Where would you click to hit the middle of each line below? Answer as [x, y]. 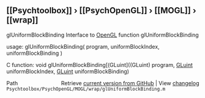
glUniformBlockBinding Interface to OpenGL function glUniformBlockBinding [102, 35]
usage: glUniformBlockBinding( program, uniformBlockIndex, [83, 46]
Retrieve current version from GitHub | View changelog [130, 83]
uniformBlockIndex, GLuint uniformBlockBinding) [68, 71]
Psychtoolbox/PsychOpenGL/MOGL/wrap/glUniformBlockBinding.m [86, 89]
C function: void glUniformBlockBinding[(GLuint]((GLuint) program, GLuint [99, 65]
